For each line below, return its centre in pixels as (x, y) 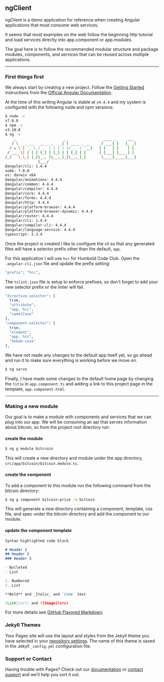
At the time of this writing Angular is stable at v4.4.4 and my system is (76, 102)
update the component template (39, 531)
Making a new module (32, 406)
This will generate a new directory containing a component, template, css (79, 509)
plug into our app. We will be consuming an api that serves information (76, 422)
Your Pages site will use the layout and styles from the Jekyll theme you (77, 636)
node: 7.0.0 (17, 170)
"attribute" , (23, 305)
